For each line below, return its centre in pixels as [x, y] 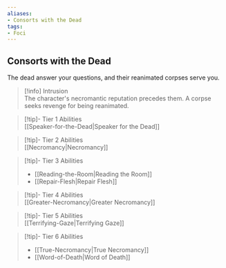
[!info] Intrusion [46, 91]
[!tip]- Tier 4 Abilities [54, 195]
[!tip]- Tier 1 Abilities [53, 119]
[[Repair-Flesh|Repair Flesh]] [76, 181]
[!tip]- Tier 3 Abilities [54, 161]
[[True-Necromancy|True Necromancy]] [92, 250]
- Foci [17, 33]
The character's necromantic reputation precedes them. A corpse [118, 98]
